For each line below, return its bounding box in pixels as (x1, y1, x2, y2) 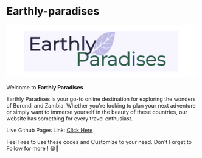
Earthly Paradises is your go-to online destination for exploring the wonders (6, 95, 196, 103)
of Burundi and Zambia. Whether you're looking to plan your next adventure (6, 101, 196, 109)
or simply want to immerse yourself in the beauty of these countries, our (6, 108, 187, 115)
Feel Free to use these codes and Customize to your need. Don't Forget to (6, 138, 192, 145)
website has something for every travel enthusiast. (6, 114, 133, 122)
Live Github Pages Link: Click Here (6, 126, 93, 134)
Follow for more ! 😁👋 (6, 145, 60, 152)
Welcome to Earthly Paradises (6, 83, 83, 91)
